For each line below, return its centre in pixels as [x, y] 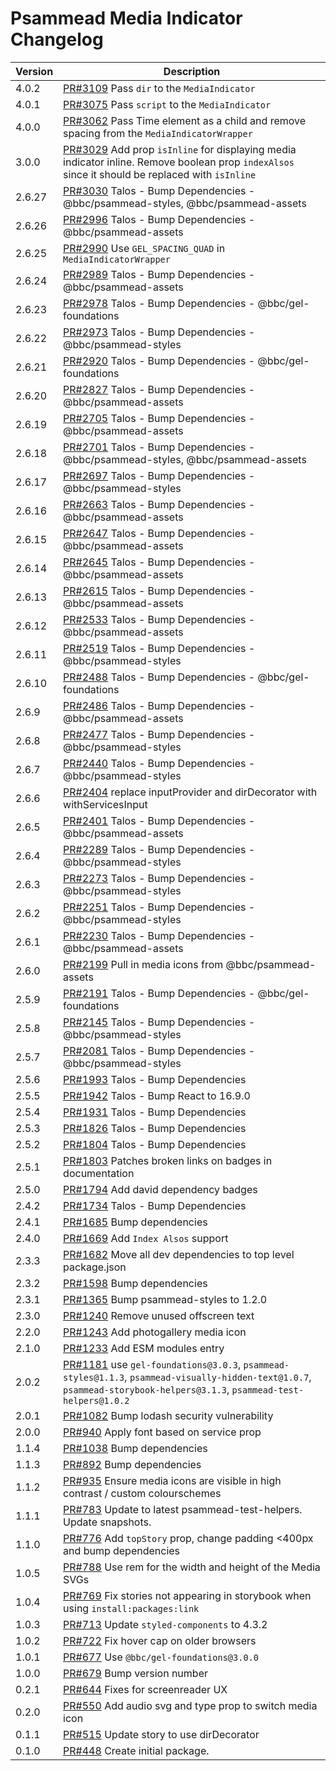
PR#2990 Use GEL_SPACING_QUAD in [144, 248]
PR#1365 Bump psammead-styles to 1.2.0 [165, 1299]
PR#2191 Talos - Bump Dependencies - [159, 993]
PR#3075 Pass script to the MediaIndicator [167, 104]
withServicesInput [105, 804]
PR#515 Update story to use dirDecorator [161, 1734]
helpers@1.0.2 [96, 1400]
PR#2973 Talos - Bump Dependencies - [159, 332]
